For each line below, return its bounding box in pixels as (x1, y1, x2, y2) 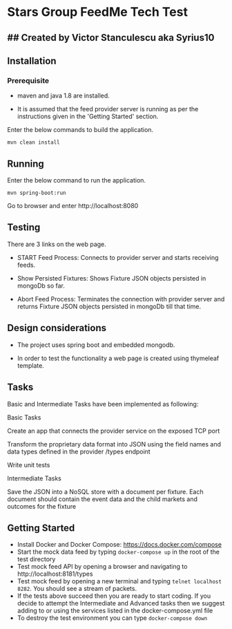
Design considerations (7, 322, 107, 334)
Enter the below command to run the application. (7, 176, 146, 185)
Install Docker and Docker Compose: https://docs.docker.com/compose (17, 541, 222, 549)
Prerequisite (7, 75, 50, 85)
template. (17, 361, 45, 370)
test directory (17, 555, 56, 563)
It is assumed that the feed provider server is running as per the (17, 105, 199, 113)
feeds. (17, 261, 36, 269)
